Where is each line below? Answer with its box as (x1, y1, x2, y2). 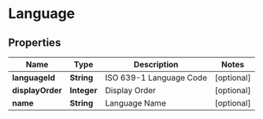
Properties (8, 36, 61, 49)
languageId (12, 72, 56, 83)
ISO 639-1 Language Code (105, 72, 207, 83)
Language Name (105, 98, 167, 108)
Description (133, 59, 179, 70)
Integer (69, 85, 98, 96)
